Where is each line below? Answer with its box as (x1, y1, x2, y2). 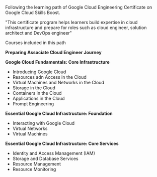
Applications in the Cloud (12, 95, 65, 101)
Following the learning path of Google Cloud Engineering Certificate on (5, 5, 152, 10)
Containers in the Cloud (12, 90, 62, 96)
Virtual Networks (12, 125, 48, 131)
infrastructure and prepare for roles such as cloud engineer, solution (5, 25, 147, 31)
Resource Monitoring (12, 166, 56, 172)
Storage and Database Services (12, 155, 79, 161)
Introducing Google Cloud (12, 69, 66, 75)
